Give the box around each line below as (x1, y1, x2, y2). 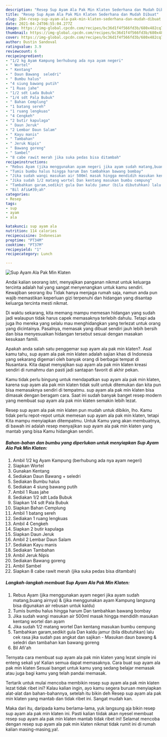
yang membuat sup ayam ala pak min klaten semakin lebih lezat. (5, 398, 137, 403)
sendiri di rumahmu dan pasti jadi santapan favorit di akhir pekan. (5, 367, 139, 373)
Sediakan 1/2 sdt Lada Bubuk (12, 494, 72, 500)
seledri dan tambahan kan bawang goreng (12, 640, 100, 646)
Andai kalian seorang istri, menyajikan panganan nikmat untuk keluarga (5, 279, 151, 285)
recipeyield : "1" (5, 247, 42, 252)
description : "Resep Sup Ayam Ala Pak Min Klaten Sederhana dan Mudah (5, 7, 155, 12)
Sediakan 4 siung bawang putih (12, 484, 78, 490)
